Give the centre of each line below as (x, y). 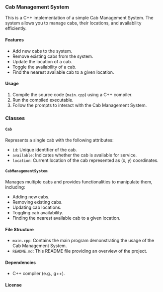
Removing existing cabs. (38, 202)
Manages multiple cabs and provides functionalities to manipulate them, (79, 182)
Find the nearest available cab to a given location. (63, 72)
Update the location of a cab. (42, 61)
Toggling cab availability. (38, 213)
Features (14, 40)
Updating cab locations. (37, 207)
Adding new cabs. (31, 197)
